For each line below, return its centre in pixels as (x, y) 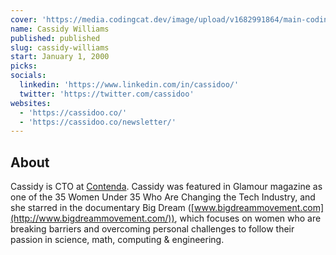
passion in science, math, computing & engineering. (117, 240)
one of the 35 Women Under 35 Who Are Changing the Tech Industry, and (163, 197)
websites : (31, 103)
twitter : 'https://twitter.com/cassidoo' (107, 94)
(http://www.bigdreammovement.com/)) (92, 218)
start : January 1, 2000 (60, 57)
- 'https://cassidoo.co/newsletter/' (98, 122)
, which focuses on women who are (248, 218)
